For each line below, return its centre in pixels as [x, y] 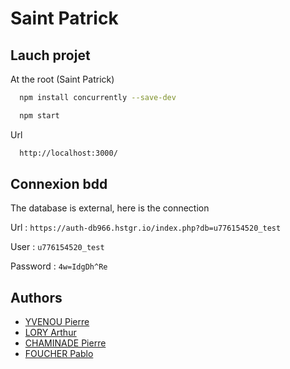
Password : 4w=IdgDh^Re [59, 266]
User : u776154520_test [57, 247]
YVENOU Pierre [57, 322]
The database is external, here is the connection [110, 208]
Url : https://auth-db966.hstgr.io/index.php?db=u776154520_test [146, 228]
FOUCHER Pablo [59, 354]
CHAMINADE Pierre [65, 343]
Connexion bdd [59, 184]
